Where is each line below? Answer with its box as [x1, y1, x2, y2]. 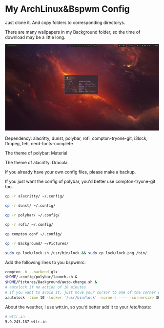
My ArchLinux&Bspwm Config [5, 3, 130, 15]
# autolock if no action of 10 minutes [5, 285, 86, 290]
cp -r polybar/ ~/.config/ [5, 213, 60, 218]
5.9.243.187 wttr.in [5, 319, 47, 324]
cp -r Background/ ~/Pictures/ [5, 241, 69, 246]
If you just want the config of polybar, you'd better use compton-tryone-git [5, 178, 156, 184]
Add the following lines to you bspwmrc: [5, 259, 86, 265]
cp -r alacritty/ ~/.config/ [5, 194, 64, 199]
